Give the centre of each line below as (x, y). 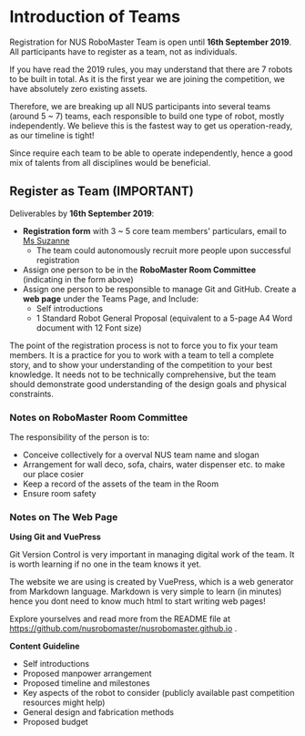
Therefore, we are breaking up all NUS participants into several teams (140, 106)
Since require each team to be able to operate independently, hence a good (151, 153)
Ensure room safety (60, 494)
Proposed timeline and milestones (86, 683)
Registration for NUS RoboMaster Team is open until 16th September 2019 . (151, 42)
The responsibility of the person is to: (80, 437)
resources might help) (64, 702)
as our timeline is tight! (52, 135)
